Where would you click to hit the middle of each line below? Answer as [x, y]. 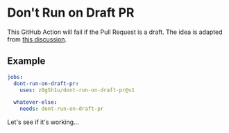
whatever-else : [35, 103]
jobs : [15, 77]
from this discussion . [37, 39]
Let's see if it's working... [43, 122]
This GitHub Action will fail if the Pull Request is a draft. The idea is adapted [115, 32]
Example [26, 61]
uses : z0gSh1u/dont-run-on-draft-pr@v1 [77, 90]
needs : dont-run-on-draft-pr [62, 109]
